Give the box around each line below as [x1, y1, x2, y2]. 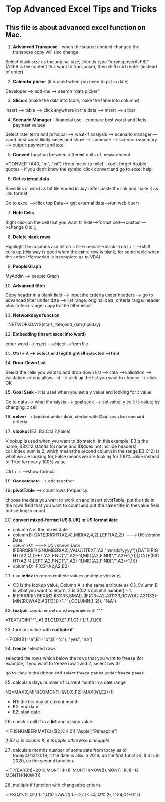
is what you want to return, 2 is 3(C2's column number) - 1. [12, 587, 132, 593]
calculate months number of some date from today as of [12, 747, 127, 753]
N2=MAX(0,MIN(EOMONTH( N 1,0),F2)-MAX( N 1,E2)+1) [5, 689, 114, 695]
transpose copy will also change [12, 49, 78, 55]
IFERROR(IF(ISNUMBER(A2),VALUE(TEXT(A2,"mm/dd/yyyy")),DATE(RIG [12, 547, 158, 553]
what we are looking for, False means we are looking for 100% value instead [5, 454, 160, 459]
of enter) [5, 69, 24, 75]
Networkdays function [12, 312, 60, 318]
